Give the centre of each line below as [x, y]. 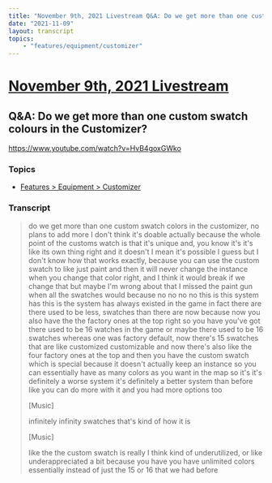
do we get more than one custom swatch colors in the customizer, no [144, 226]
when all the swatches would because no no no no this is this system [143, 295]
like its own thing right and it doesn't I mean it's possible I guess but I [143, 252]
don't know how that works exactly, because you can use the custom [144, 260]
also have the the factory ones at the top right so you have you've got [144, 321]
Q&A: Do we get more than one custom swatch [128, 116]
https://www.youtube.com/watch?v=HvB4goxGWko [95, 149]
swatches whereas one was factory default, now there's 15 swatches [143, 338]
